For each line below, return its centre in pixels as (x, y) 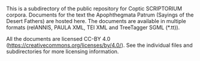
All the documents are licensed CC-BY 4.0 (58, 39)
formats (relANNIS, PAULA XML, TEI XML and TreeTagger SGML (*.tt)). (93, 27)
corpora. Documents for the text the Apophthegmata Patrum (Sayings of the (100, 15)
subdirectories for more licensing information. (63, 52)
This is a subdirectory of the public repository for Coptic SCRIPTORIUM (94, 9)
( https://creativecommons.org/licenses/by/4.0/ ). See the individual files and (99, 45)
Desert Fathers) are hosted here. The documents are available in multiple (96, 21)
